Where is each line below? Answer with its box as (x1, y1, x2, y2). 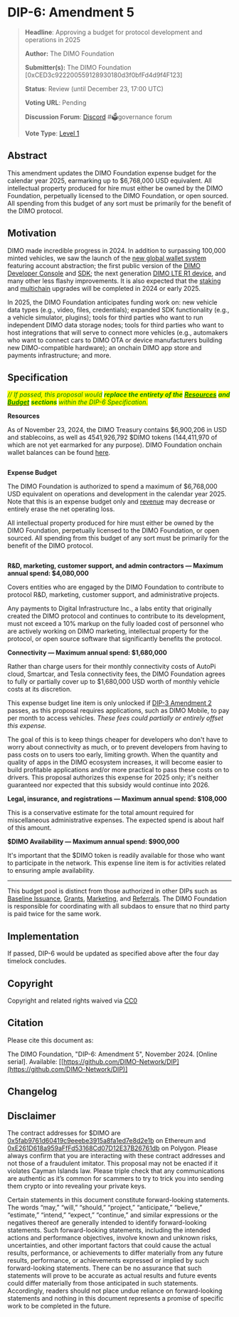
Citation (7, 1017, 44, 1029)
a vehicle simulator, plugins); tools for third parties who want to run (7, 313, 204, 322)
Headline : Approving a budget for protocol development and (24, 28, 203, 36)
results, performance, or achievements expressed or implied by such (7, 1256, 209, 1265)
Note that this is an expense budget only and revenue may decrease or (7, 497, 216, 506)
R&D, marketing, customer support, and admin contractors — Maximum (7, 561, 223, 570)
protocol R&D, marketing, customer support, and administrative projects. (7, 590, 219, 599)
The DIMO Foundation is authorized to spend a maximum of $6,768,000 (7, 482, 218, 491)
